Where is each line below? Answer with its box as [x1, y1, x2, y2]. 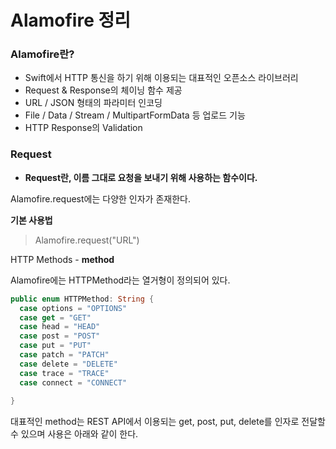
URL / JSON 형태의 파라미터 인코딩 [24, 97, 163, 109]
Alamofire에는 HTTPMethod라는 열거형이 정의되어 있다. [10, 274, 231, 286]
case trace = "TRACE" [19, 368, 110, 378]
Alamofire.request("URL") [34, 234, 140, 246]
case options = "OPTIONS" [19, 303, 128, 313]
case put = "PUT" [19, 341, 92, 351]
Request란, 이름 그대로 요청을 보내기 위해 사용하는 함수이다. [24, 171, 258, 183]
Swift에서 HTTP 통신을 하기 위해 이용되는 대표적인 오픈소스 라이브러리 [24, 72, 299, 84]
